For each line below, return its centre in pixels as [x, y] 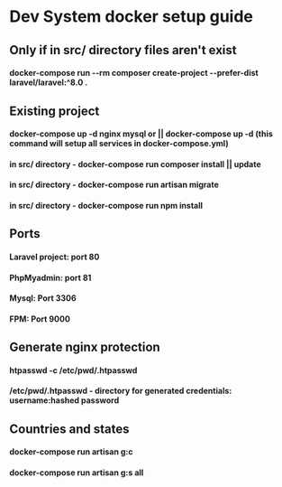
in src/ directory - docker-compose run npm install [106, 205]
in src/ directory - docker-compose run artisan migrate [114, 185]
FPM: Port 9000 [40, 319]
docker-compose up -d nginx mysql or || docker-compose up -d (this [141, 134]
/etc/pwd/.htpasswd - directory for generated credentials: [121, 391]
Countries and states [69, 429]
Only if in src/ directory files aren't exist [123, 50]
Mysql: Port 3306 [43, 298]
